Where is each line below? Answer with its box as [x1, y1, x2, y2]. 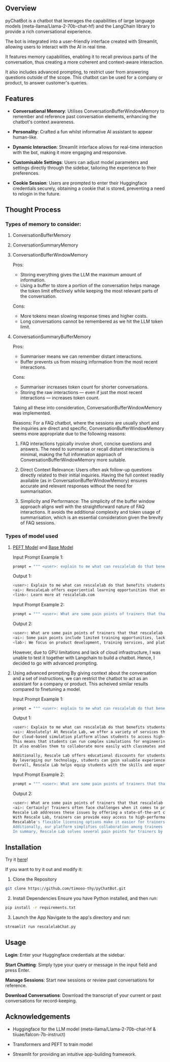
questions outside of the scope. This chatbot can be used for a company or [5, 74, 163, 80]
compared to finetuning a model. [12, 686, 81, 692]
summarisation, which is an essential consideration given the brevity [20, 514, 163, 521]
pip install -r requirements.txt [5, 905, 76, 910]
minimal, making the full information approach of [20, 452, 122, 458]
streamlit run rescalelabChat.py [5, 924, 76, 930]
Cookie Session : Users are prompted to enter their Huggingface [12, 180, 147, 186]
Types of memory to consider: [5, 220, 81, 228]
